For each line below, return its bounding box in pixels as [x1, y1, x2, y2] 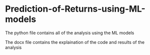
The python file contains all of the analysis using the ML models [5, 30, 134, 36]
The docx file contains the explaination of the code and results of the [5, 39, 145, 45]
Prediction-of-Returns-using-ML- [5, 3, 146, 15]
